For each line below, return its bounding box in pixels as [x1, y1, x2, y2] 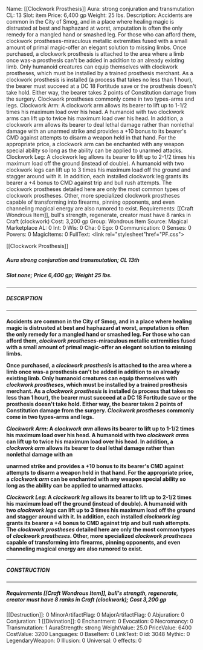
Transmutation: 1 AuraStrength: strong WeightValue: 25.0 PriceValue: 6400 [6, 624, 192, 631]
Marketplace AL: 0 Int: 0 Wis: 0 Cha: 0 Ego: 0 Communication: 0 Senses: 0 [6, 224, 192, 231]
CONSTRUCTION [6, 566, 50, 574]
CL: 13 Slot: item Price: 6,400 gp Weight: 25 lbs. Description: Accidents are [6, 12, 193, 19]
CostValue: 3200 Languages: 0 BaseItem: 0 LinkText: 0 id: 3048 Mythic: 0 [6, 631, 190, 638]
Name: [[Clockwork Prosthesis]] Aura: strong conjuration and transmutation [6, 5, 195, 12]
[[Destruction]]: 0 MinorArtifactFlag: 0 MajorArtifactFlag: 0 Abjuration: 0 [6, 611, 185, 618]
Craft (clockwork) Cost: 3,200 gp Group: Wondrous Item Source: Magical [6, 218, 188, 225]
